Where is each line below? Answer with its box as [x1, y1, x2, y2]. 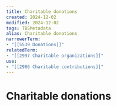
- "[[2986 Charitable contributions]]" [6, 63, 104, 70]
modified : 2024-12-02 [6, 20, 59, 25]
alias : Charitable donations [6, 31, 78, 37]
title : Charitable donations [6, 8, 78, 15]
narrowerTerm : [6, 36, 41, 42]
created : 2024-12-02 [6, 14, 57, 20]
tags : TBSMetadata [6, 25, 51, 31]
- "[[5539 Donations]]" [6, 42, 65, 48]
